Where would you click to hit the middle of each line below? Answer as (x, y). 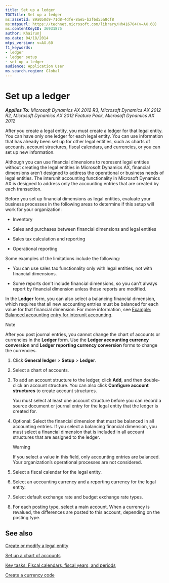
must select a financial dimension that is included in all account (78, 432)
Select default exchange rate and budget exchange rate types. (78, 497)
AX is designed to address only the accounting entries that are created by (82, 183)
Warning (21, 447)
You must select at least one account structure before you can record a (87, 400)
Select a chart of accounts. (41, 370)
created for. (25, 411)
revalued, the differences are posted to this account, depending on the (86, 512)
